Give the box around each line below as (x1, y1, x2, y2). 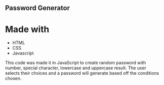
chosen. (5, 76, 22, 82)
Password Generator (5, 4, 70, 12)
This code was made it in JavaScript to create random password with (5, 60, 146, 66)
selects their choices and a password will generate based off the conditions (5, 70, 159, 76)
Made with (5, 24, 49, 35)
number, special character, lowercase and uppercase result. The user (5, 65, 147, 71)
